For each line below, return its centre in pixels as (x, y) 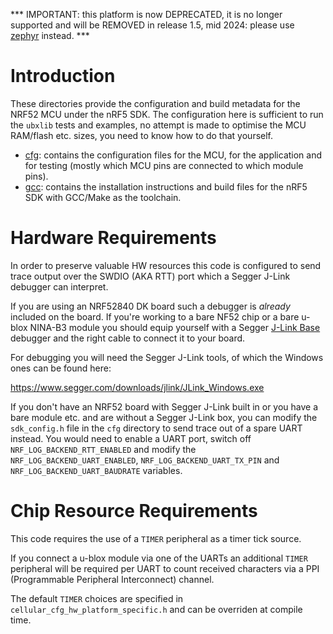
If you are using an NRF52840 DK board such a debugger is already (150, 306)
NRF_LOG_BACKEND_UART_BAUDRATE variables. (96, 470)
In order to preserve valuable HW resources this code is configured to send (166, 265)
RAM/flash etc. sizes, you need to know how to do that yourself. (142, 135)
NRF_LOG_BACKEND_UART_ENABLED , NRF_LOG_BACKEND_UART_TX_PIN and (145, 460)
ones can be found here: (61, 368)
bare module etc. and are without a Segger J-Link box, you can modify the (164, 417)
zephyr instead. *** (50, 35)
